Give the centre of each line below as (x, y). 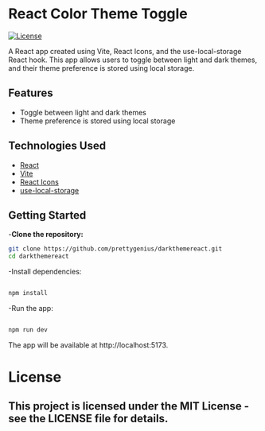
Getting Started (47, 215)
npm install (28, 293)
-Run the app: (31, 308)
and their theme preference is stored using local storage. (101, 68)
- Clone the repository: (46, 235)
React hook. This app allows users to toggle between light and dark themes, (132, 60)
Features (31, 93)
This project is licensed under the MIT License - (129, 406)
